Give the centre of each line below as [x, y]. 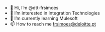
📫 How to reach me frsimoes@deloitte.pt [53, 24]
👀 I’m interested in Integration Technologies [55, 13]
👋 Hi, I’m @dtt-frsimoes [34, 8]
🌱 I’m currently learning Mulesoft [44, 18]
